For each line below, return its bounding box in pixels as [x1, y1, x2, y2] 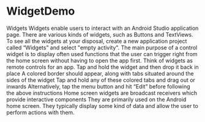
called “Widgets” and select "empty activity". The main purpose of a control [6, 44, 198, 51]
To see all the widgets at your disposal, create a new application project [6, 37, 187, 45]
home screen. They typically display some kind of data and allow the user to [6, 102, 199, 109]
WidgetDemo [6, 4, 75, 18]
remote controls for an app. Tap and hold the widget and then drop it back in [6, 63, 199, 71]
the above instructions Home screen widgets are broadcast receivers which [6, 89, 198, 96]
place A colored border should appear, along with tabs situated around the [6, 70, 194, 77]
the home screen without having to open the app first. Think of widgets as [6, 57, 193, 64]
